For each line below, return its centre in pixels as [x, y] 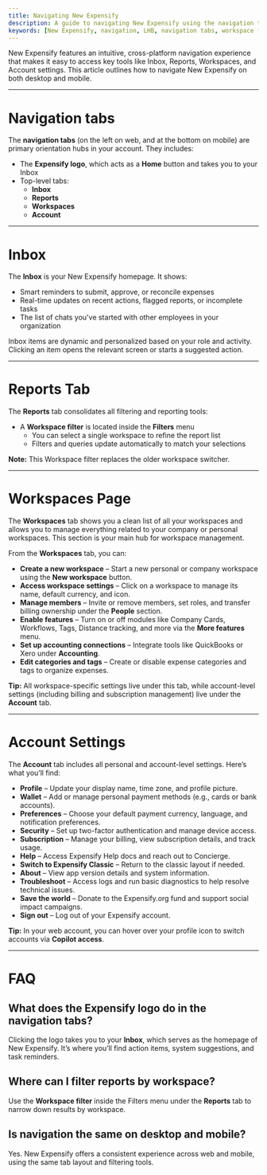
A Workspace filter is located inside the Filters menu [107, 427]
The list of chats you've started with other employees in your [119, 317]
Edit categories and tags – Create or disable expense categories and [133, 662]
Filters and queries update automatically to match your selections [139, 444]
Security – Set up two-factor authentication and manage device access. [138, 831]
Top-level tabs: [44, 181]
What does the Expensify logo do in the [107, 1008]
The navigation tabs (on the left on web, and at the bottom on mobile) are [129, 140]
